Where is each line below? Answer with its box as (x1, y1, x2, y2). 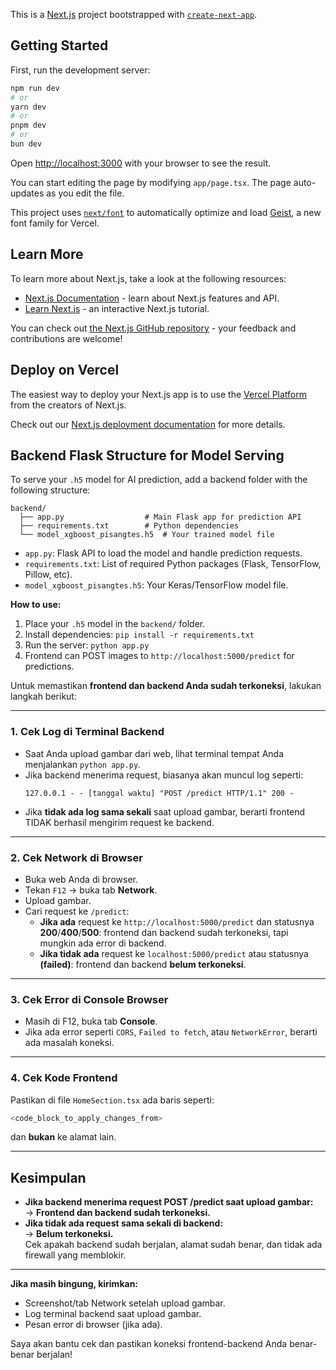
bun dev (10, 139, 43, 149)
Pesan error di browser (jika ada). (24, 1319, 163, 1331)
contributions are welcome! (10, 332, 123, 344)
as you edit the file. (46, 187, 125, 199)
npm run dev (10, 83, 60, 93)
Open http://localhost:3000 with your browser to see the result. (10, 157, 272, 169)
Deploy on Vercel (10, 362, 120, 379)
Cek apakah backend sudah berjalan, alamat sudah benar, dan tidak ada (24, 1239, 323, 1251)
